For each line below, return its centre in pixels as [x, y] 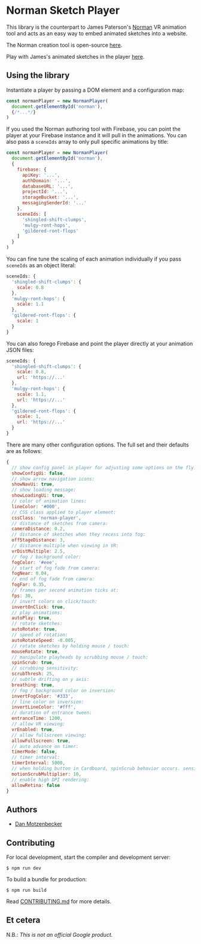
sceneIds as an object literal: [41, 265]
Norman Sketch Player [63, 10]
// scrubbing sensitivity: [45, 668]
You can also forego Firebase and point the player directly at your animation [100, 343]
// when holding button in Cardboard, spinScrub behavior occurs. [96, 768]
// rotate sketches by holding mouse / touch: [71, 646]
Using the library [38, 76]
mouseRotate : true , [36, 652]
